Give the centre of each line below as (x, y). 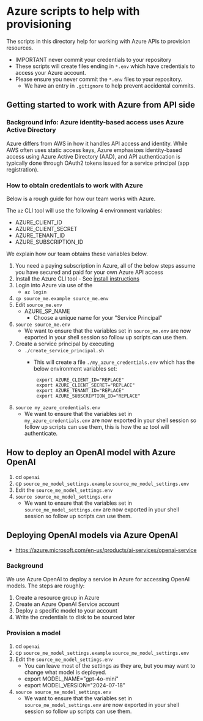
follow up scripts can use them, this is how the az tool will (97, 426)
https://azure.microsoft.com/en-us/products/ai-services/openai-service (106, 550)
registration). (23, 169)
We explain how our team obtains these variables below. (77, 254)
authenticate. (41, 433)
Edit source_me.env (39, 304)
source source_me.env (42, 325)
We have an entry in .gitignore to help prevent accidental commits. (110, 85)
